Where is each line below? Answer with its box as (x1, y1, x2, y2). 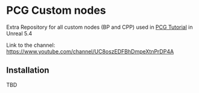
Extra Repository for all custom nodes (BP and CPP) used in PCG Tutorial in (6, 23, 193, 31)
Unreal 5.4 (6, 29, 33, 37)
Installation (6, 65, 49, 76)
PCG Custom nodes (6, 4, 107, 17)
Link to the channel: (6, 41, 55, 49)
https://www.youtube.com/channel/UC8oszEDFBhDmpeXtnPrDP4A (6, 47, 174, 55)
